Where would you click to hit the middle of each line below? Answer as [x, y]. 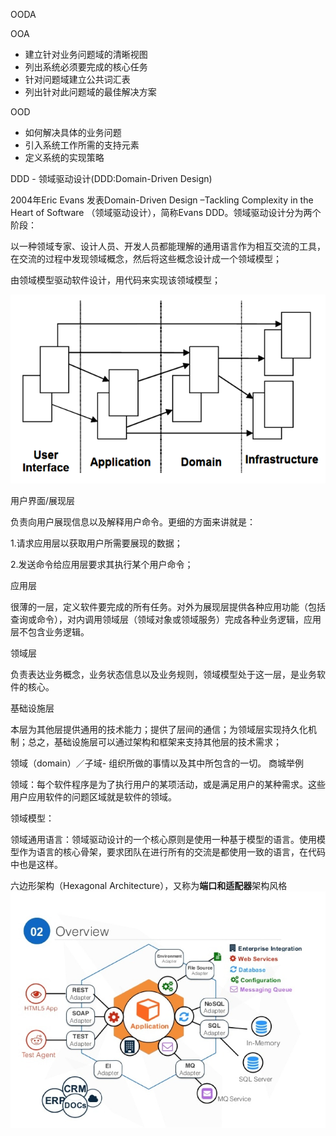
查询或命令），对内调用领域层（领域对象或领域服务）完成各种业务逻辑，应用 [166, 620]
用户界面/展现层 [43, 501]
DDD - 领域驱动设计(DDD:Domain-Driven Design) [111, 178]
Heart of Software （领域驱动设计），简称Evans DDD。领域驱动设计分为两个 [166, 212]
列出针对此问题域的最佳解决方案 [90, 92]
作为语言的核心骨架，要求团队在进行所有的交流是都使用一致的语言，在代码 [172, 852]
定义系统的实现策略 [64, 157]
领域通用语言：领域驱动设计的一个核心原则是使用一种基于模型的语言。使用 [163, 840]
